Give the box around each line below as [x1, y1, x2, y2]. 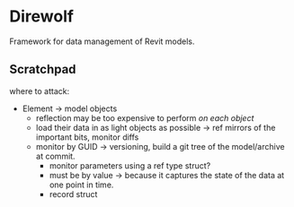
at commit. [35, 151, 76, 161]
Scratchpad [9, 62, 76, 77]
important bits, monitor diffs [35, 132, 139, 142]
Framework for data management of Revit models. [9, 36, 195, 47]
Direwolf [9, 6, 75, 27]
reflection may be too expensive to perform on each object [35, 112, 254, 123]
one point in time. [49, 179, 114, 190]
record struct [49, 188, 98, 199]
